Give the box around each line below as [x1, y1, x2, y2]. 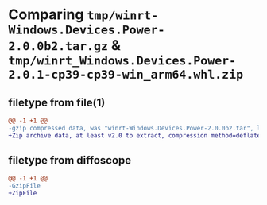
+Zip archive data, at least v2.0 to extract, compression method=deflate [8, 131, 261, 140]
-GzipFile [8, 182, 41, 190]
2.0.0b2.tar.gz [8, 39, 109, 54]
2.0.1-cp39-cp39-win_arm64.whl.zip [8, 68, 244, 83]
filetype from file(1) [8, 95, 106, 109]
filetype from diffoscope [8, 153, 132, 168]
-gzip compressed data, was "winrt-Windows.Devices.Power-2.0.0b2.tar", [8, 124, 254, 132]
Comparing [8, 6, 84, 24]
